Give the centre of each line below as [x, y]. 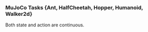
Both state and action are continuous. [45, 25]
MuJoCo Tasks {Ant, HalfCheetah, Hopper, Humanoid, [74, 8]
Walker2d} [19, 14]
